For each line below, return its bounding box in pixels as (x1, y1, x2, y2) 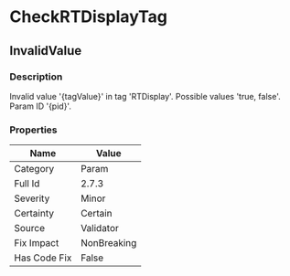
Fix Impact (14, 237, 59, 249)
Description (9, 70, 63, 83)
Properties (9, 123, 58, 136)
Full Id (14, 177, 40, 190)
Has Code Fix (14, 251, 72, 264)
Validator (81, 222, 119, 235)
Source (14, 222, 46, 235)
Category (14, 163, 55, 175)
